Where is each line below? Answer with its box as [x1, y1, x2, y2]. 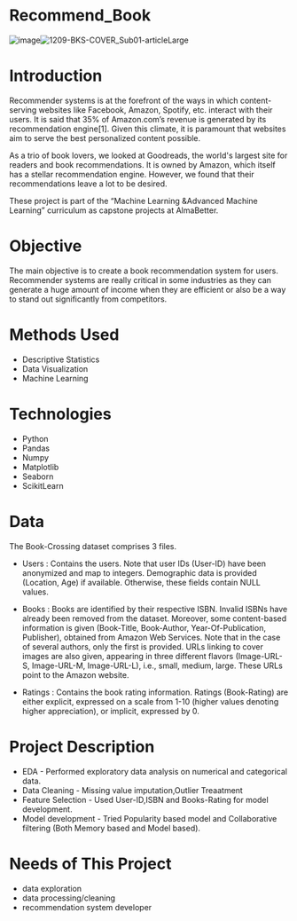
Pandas [21, 443, 51, 453]
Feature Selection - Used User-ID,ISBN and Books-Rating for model [21, 794, 269, 805]
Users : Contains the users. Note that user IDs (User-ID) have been [21, 558, 267, 569]
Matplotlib [21, 461, 59, 472]
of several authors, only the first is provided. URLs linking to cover [21, 641, 263, 652]
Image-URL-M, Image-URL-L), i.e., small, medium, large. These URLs [31, 660, 284, 671]
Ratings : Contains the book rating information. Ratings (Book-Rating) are [21, 687, 289, 697]
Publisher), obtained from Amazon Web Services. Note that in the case [21, 632, 281, 642]
